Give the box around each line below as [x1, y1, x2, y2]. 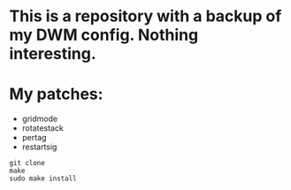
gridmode [21, 113, 58, 125]
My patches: [9, 84, 103, 104]
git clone [9, 159, 46, 168]
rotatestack [21, 123, 64, 133]
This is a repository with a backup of [9, 6, 282, 27]
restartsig [21, 141, 57, 152]
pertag [21, 133, 47, 143]
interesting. [9, 44, 97, 64]
